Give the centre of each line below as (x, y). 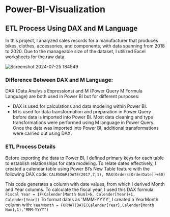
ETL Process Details (31, 147)
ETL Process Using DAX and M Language (72, 28)
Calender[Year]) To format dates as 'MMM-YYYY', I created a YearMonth (82, 199)
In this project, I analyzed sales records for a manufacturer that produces (82, 40)
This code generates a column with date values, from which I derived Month (85, 184)
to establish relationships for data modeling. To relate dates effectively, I (81, 163)
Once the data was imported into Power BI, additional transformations (86, 128)
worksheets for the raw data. (36, 57)
